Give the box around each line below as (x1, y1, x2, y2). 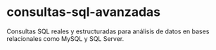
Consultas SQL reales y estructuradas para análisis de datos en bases (6, 27, 210, 35)
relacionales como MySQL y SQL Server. (6, 34, 125, 42)
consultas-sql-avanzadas (6, 4, 161, 20)
